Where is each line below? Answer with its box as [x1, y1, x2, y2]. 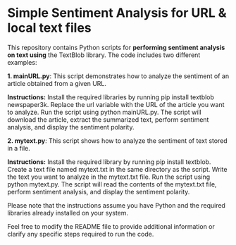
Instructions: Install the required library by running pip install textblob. [7, 157, 211, 166]
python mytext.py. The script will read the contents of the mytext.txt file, [7, 180, 217, 188]
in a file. [7, 144, 30, 152]
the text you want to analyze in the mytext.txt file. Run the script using [7, 172, 210, 181]
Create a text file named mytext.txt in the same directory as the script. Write [7, 165, 228, 173]
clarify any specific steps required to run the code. [7, 230, 154, 238]
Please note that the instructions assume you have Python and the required [7, 201, 225, 209]
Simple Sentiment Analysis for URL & [7, 5, 227, 21]
